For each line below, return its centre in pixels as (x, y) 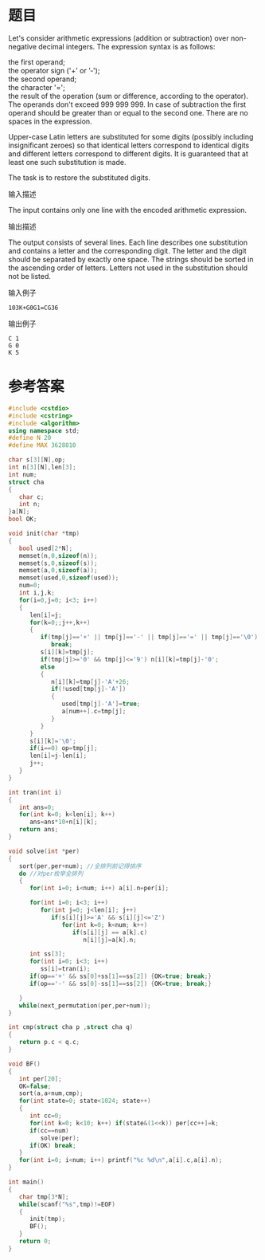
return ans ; (39, 830)
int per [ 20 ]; (40, 1079)
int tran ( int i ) (35, 792)
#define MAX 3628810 (43, 446)
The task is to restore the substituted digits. (80, 177)
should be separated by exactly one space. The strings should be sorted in (131, 259)
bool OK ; (23, 519)
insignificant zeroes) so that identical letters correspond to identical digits (129, 145)
